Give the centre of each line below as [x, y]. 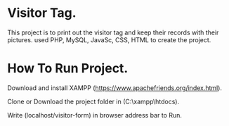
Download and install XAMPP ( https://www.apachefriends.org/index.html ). [115, 88]
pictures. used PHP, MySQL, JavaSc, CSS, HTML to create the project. [109, 39]
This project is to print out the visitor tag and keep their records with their [113, 32]
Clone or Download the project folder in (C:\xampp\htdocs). [93, 101]
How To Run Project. [68, 69]
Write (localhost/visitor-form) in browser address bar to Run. [95, 115]
